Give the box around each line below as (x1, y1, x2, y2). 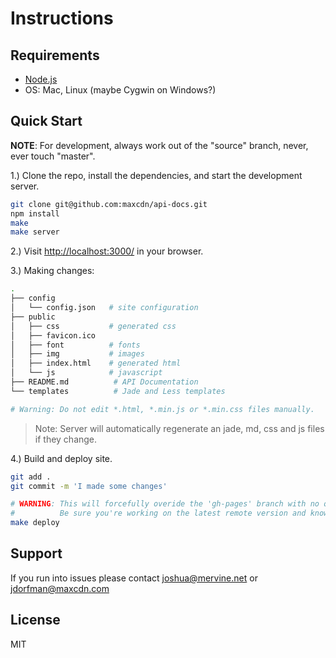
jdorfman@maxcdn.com (10, 582, 110, 594)
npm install (10, 208, 60, 219)
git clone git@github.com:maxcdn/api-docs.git (10, 199, 208, 209)
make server (10, 227, 60, 237)
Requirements (10, 47, 100, 64)
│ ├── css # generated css (10, 321, 177, 331)
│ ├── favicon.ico (10, 330, 97, 341)
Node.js (24, 73, 58, 85)
